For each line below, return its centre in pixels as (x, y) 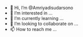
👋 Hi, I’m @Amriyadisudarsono (41, 8)
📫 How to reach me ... (33, 29)
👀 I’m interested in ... (31, 13)
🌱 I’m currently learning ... (37, 18)
